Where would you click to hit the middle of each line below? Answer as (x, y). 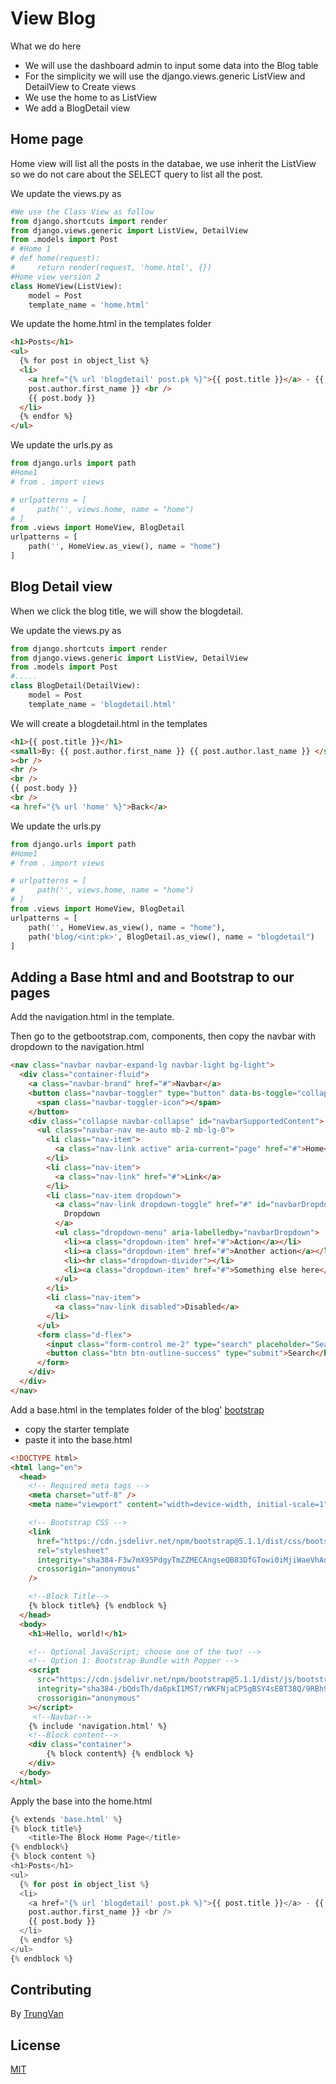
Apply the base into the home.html (81, 1801)
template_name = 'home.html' (89, 305)
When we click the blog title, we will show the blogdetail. (127, 611)
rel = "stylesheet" (73, 1550)
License (35, 2045)
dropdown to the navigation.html (77, 1047)
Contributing (51, 1990)
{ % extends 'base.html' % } (66, 1819)
